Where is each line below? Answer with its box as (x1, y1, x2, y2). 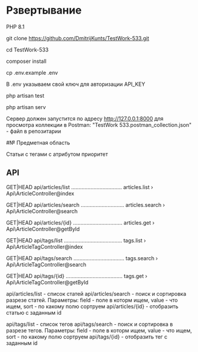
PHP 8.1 (6, 23, 25, 30)
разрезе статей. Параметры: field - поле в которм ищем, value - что (6, 296, 178, 303)
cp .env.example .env (6, 69, 58, 76)
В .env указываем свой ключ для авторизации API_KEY (6, 81, 146, 88)
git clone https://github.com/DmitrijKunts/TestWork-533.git (6, 34, 150, 41)
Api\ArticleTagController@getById (6, 279, 89, 286)
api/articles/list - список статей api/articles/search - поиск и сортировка (6, 290, 187, 297)
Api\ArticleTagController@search (6, 261, 87, 268)
